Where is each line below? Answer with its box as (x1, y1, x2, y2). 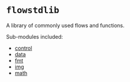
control (14, 45, 32, 52)
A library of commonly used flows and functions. (6, 22, 125, 29)
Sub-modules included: (6, 33, 63, 40)
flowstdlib (6, 5, 60, 16)
